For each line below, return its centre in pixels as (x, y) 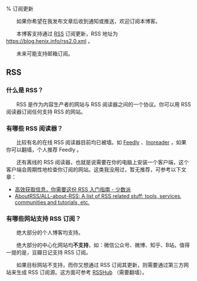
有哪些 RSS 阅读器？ (35, 128)
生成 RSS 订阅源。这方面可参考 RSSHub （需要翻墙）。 (82, 272)
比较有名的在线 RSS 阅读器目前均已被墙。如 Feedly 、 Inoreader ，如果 (101, 142)
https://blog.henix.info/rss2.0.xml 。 (50, 41)
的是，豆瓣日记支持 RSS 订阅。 (54, 253)
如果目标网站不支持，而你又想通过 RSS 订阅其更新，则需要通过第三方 (100, 265)
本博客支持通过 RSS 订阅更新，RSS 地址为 (67, 34)
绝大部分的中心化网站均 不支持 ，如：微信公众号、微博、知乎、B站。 (98, 245)
